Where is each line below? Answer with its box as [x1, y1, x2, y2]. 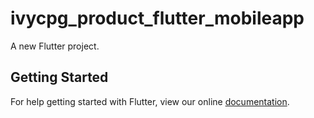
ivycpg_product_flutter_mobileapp [10, 7, 305, 30]
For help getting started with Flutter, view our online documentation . [10, 95, 290, 107]
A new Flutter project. [10, 40, 100, 52]
